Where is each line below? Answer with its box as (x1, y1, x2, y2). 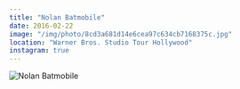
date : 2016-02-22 (9, 21, 74, 30)
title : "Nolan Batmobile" (9, 12, 105, 22)
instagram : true (9, 46, 69, 55)
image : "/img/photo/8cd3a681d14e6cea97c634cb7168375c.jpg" (9, 29, 233, 38)
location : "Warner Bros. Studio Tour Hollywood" (9, 37, 193, 47)
